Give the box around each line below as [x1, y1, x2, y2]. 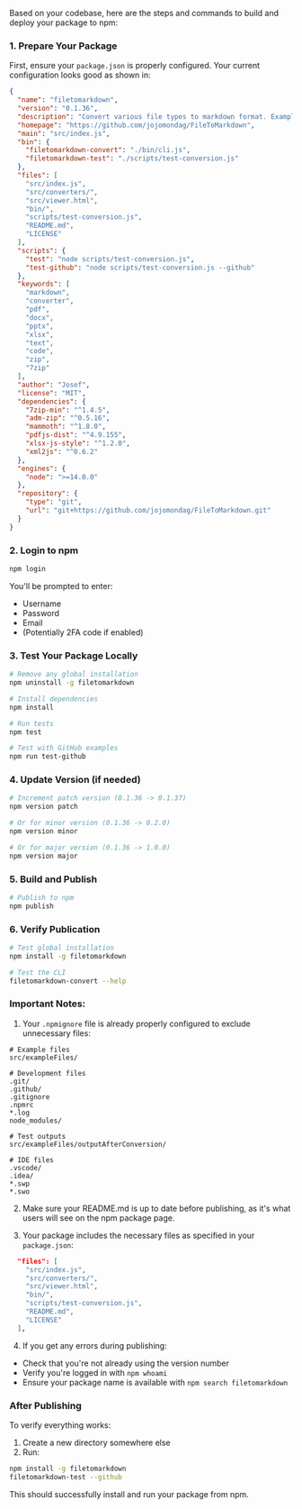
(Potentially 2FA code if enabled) [22, 626, 144, 638]
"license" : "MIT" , [17, 388, 87, 397]
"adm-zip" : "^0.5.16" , [25, 414, 111, 423]
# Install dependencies [9, 694, 99, 704]
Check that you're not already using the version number [22, 1358, 230, 1368]
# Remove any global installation [9, 670, 139, 679]
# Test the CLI [9, 968, 67, 977]
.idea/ [9, 1171, 34, 1180]
